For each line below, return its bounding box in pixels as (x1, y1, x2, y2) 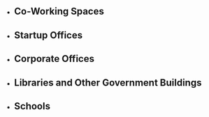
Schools (13, 100, 51, 112)
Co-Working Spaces (13, 6, 105, 17)
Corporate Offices (13, 53, 94, 65)
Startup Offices (13, 29, 82, 41)
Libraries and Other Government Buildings (13, 77, 202, 88)
